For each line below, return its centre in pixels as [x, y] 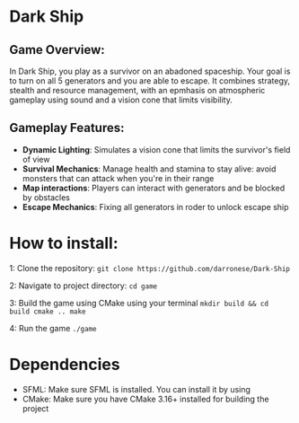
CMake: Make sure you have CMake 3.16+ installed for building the [145, 399]
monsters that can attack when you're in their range [118, 178]
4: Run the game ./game [53, 328]
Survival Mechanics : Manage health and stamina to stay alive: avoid [149, 169]
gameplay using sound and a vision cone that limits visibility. [121, 100]
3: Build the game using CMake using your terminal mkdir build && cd [139, 303]
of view [36, 159]
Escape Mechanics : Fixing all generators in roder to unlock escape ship [155, 207]
